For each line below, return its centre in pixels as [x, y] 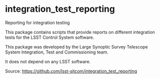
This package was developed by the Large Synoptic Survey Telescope [77, 47]
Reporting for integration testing [37, 23]
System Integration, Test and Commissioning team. [57, 52]
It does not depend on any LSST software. [48, 61]
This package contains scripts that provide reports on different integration [80, 32]
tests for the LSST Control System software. [50, 37]
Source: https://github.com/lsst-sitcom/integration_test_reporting [71, 71]
